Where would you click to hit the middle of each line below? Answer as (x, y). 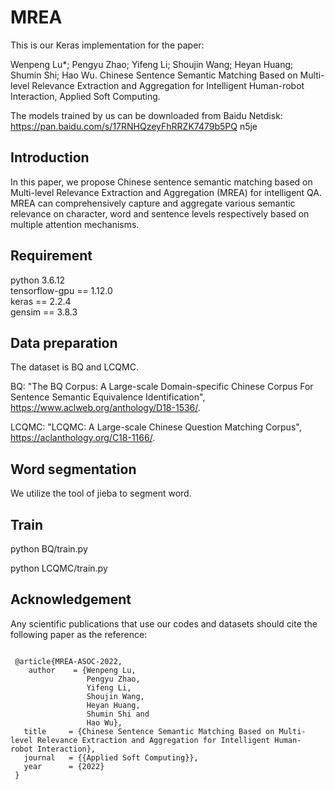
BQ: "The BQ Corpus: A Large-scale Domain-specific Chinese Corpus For (162, 387)
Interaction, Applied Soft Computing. (85, 96)
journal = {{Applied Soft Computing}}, (111, 757)
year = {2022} (64, 766)
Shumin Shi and (118, 714)
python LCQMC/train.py (59, 568)
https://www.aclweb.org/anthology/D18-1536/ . (105, 408)
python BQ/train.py (49, 549)
